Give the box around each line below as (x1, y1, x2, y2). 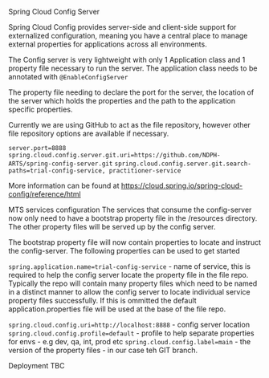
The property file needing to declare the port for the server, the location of (8, 87, 255, 97)
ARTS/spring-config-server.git (8, 160, 113, 168)
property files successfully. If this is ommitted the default (8, 296, 197, 305)
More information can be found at (8, 181, 120, 190)
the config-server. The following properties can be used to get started (8, 246, 241, 255)
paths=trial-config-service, (8, 167, 106, 175)
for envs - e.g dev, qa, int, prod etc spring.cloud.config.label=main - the (8, 337, 251, 346)
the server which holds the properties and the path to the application (8, 96, 236, 105)
